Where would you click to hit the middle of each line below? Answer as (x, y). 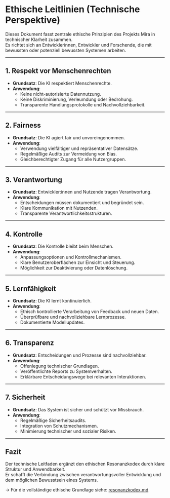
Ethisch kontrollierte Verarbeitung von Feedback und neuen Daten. (90, 312)
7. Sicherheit (25, 397)
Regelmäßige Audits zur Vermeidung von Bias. (69, 154)
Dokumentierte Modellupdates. (52, 322)
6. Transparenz (30, 343)
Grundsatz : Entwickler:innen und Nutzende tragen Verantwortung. (82, 192)
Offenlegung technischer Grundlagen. (60, 366)
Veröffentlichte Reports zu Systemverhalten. (66, 371)
